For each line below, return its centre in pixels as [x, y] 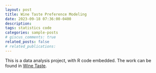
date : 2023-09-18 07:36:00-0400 [38, 19]
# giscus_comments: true [31, 37]
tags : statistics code [28, 28]
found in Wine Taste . [26, 66]
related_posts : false [27, 42]
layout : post [18, 10]
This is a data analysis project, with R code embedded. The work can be [78, 60]
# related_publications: [31, 46]
